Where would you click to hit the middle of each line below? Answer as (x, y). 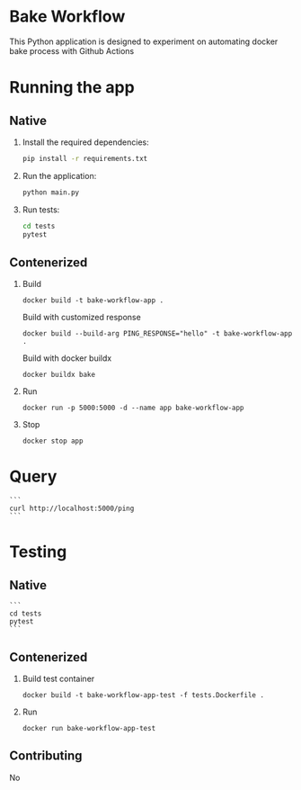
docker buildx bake (59, 375)
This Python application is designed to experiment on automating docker (144, 41)
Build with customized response (81, 318)
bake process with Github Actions (72, 50)
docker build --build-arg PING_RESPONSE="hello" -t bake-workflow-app (157, 334)
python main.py (51, 192)
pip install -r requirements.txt (85, 158)
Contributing (46, 756)
